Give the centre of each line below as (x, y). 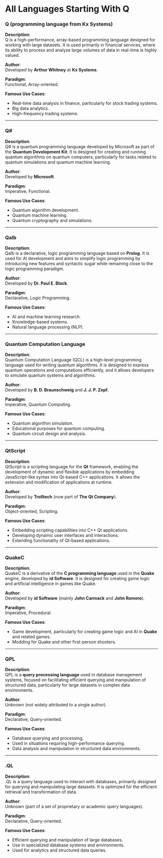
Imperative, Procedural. (28, 613)
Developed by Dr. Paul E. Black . (37, 283)
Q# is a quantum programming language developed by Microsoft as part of (80, 146)
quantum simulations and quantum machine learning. (58, 162)
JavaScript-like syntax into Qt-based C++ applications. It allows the (73, 477)
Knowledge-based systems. (40, 322)
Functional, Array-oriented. (32, 85)
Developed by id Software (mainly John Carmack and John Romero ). (75, 598)
